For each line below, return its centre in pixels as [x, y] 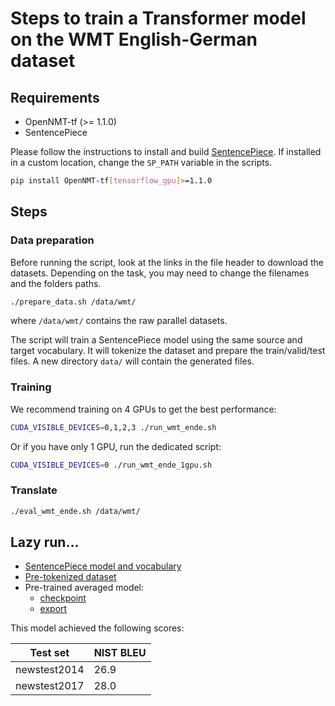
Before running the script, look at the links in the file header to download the [167, 262]
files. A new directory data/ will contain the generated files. [132, 361]
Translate [34, 490]
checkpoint [63, 598]
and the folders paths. [56, 283]
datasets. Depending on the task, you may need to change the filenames [160, 273]
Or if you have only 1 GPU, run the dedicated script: [116, 446]
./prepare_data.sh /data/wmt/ [73, 302]
